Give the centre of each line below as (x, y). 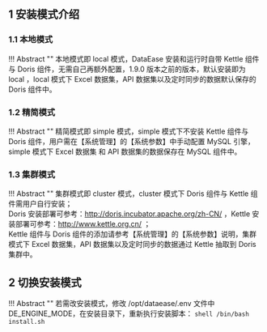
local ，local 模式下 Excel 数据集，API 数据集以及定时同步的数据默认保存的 (132, 79)
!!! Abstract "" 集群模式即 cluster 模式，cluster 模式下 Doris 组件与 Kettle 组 (133, 194)
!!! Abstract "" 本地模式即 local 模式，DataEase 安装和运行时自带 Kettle (126, 58)
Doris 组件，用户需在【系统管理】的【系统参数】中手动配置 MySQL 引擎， (131, 141)
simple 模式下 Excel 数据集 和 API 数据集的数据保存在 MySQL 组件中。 (125, 151)
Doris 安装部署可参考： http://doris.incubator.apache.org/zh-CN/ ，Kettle (129, 214)
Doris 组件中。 (32, 89)
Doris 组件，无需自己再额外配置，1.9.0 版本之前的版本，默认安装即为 (131, 69)
